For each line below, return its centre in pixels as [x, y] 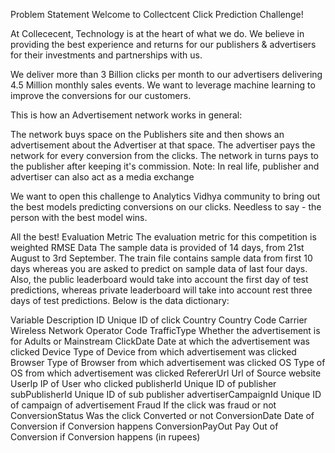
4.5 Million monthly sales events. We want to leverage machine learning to [163, 85]
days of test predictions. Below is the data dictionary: [120, 300]
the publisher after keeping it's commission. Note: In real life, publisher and [165, 166]
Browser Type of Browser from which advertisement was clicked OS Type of [168, 362]
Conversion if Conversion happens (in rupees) [105, 437]
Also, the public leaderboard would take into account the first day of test [159, 279]
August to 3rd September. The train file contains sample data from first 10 [161, 258]
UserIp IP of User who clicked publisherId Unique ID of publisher [143, 383]
